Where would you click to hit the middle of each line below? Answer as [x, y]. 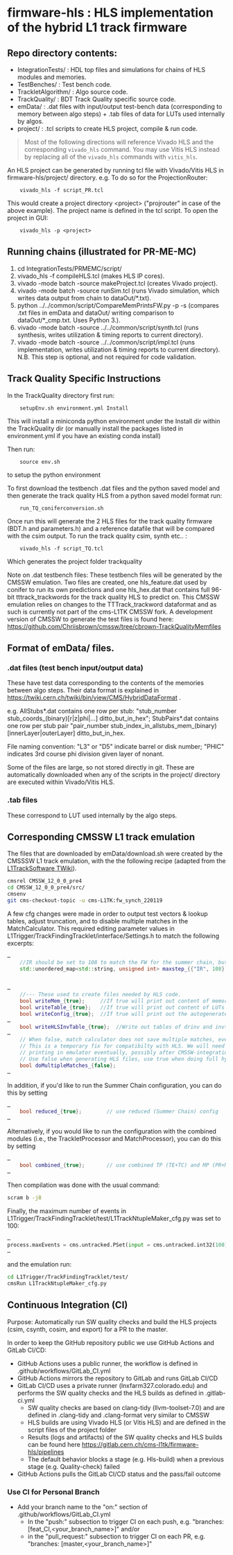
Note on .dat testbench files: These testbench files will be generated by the [115, 575]
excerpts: [21, 943]
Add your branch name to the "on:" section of [82, 1507]
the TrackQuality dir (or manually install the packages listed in [95, 428]
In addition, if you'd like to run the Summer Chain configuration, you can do [114, 1085]
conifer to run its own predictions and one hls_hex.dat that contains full [109, 589]
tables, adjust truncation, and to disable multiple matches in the [98, 921]
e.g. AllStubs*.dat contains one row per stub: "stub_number [92, 711]
